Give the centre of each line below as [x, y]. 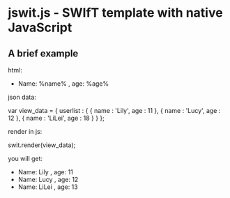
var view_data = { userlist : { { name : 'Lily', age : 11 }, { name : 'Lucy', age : [114, 111]
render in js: [25, 131]
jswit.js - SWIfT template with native [115, 13]
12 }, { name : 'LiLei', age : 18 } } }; [56, 118]
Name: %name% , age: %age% [63, 84]
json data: [22, 97]
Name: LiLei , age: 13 [48, 187]
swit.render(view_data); [42, 145]
